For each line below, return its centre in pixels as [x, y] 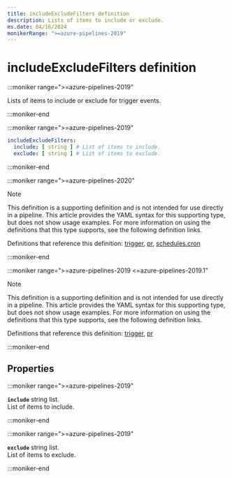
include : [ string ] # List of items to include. [87, 147]
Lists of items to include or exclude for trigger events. [84, 101]
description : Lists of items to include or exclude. [86, 20]
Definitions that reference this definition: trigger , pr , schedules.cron [104, 243]
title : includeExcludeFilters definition [68, 14]
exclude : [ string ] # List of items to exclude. [87, 153]
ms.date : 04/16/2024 [37, 27]
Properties [31, 369]
